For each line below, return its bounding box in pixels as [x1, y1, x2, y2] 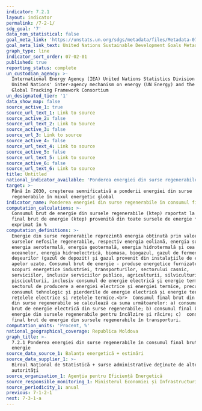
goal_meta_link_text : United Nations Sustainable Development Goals [6, 43, 182, 49]
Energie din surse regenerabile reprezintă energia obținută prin [11, 233, 182, 239]
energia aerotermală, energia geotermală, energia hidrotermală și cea [11, 244, 195, 250]
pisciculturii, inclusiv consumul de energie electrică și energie [11, 278, 185, 284]
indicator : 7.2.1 [6, 8, 50, 15]
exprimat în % [11, 222, 47, 228]
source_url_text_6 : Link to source [6, 166, 96, 172]
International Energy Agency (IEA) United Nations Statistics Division [11, 76, 195, 82]
